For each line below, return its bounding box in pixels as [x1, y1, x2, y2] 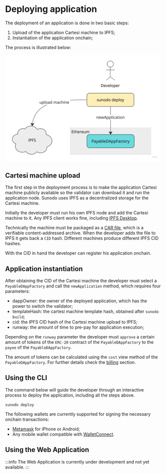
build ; [12, 314, 25, 320]
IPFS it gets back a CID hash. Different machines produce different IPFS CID [5, 235, 159, 241]
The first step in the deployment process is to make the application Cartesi [5, 185, 157, 191]
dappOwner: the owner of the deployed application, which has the [12, 298, 147, 304]
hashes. [5, 241, 21, 247]
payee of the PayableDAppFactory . [5, 344, 72, 350]
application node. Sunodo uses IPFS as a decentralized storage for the [5, 195, 149, 201]
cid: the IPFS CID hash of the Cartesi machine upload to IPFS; [12, 319, 137, 325]
